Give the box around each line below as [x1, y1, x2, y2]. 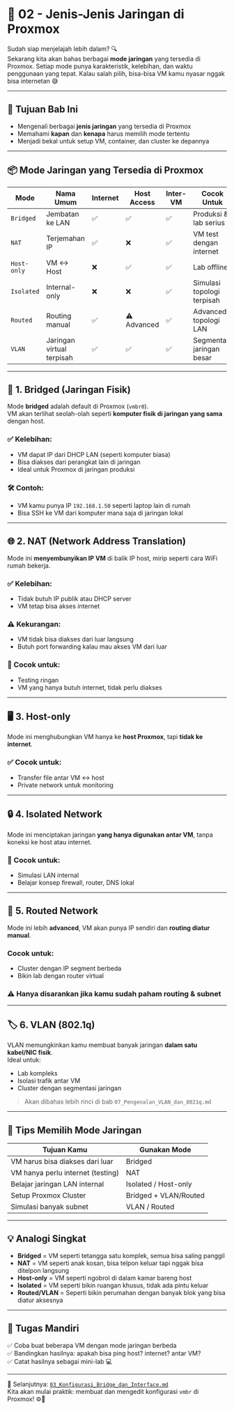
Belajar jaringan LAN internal [10, 1179, 104, 1188]
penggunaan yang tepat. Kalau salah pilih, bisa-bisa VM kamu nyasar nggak [7, 69, 225, 77]
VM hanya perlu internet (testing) [10, 1168, 120, 1177]
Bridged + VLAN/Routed [125, 1191, 205, 1200]
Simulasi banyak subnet [10, 1202, 88, 1211]
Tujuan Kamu [42, 1145, 88, 1154]
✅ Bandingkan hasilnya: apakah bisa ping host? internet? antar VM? [7, 1349, 201, 1357]
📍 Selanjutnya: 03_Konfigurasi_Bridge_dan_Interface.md [7, 1379, 169, 1388]
